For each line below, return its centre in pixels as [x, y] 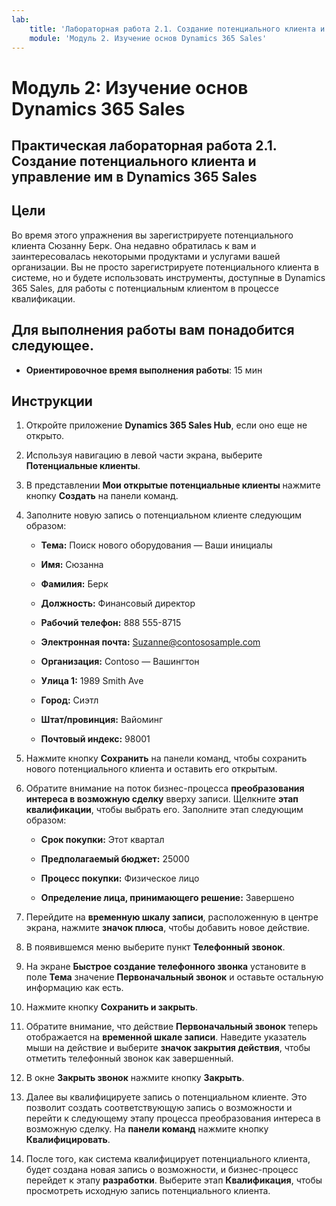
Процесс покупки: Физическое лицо [120, 878]
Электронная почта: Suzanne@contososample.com [150, 642]
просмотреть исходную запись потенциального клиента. [148, 1191]
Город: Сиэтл [69, 700]
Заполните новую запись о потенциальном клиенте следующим [164, 515]
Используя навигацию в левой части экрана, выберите [144, 455]
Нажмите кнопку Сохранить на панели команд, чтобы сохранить [166, 758]
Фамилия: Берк [74, 584]
